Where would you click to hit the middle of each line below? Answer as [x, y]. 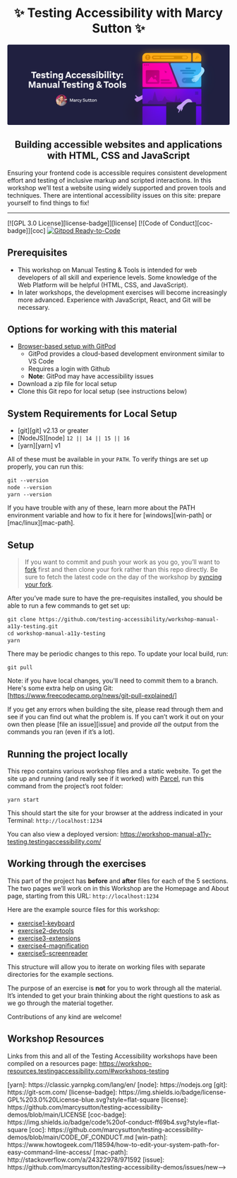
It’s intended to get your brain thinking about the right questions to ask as [114, 995]
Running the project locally [68, 754]
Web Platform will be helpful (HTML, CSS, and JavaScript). [103, 284]
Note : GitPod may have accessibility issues [91, 376]
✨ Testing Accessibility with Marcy [119, 13]
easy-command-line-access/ [49, 1152]
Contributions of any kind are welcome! [65, 1016]
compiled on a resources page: [53, 1063]
